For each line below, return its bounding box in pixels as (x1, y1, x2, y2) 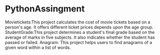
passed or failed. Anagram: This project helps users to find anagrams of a (5, 39, 152, 45)
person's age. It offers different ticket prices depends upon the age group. (5, 24, 154, 30)
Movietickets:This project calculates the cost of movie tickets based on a (5, 19, 150, 25)
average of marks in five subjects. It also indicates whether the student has (5, 34, 155, 40)
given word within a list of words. (5, 44, 71, 50)
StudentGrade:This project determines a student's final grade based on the (5, 29, 155, 35)
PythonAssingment (5, 3, 85, 14)
